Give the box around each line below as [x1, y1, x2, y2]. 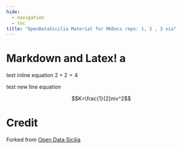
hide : [6, 8, 20, 15]
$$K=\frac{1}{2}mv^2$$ [71, 95, 131, 103]
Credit [6, 116, 38, 130]
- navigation [11, 14, 45, 21]
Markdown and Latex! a [6, 52, 126, 65]
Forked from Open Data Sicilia [6, 136, 81, 144]
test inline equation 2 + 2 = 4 [6, 72, 78, 79]
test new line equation [6, 83, 61, 90]
